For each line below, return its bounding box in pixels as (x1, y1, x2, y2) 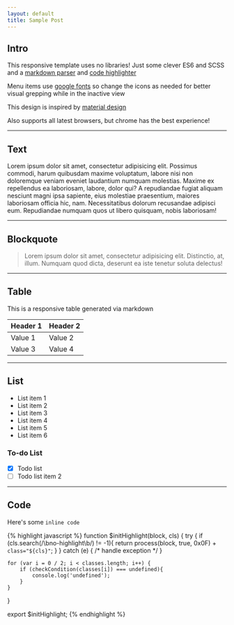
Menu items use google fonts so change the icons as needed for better (7, 82, 211, 91)
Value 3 (10, 344, 36, 353)
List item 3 (17, 409, 47, 417)
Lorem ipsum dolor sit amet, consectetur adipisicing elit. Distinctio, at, (24, 251, 225, 260)
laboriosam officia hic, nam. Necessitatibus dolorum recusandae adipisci (7, 199, 216, 207)
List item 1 (17, 394, 47, 402)
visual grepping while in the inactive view (7, 89, 125, 98)
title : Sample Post (7, 17, 64, 24)
